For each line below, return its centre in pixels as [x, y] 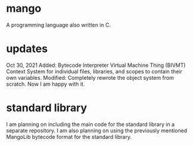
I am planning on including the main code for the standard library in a [91, 124]
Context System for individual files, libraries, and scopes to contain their [94, 71]
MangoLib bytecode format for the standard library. [69, 137]
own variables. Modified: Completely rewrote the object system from [90, 77]
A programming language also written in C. [58, 25]
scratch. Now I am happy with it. [45, 84]
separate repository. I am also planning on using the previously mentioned [97, 130]
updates [27, 49]
